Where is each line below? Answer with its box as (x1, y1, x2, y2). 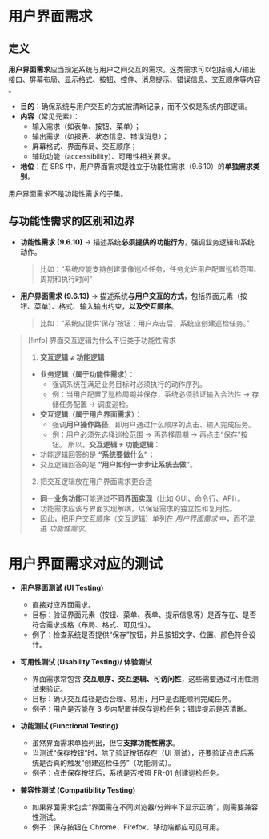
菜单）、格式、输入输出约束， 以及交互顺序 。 (34, 301, 179, 311)
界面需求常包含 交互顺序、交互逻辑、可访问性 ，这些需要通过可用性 (31, 674, 252, 684)
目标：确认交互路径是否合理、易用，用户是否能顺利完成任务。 (31, 694, 236, 704)
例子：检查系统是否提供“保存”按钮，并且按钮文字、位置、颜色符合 (31, 630, 249, 639)
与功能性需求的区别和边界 (8, 214, 134, 228)
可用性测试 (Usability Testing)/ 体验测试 (19, 656, 152, 666)
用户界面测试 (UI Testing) (19, 583, 104, 592)
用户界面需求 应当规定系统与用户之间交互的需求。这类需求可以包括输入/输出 (8, 65, 257, 74)
